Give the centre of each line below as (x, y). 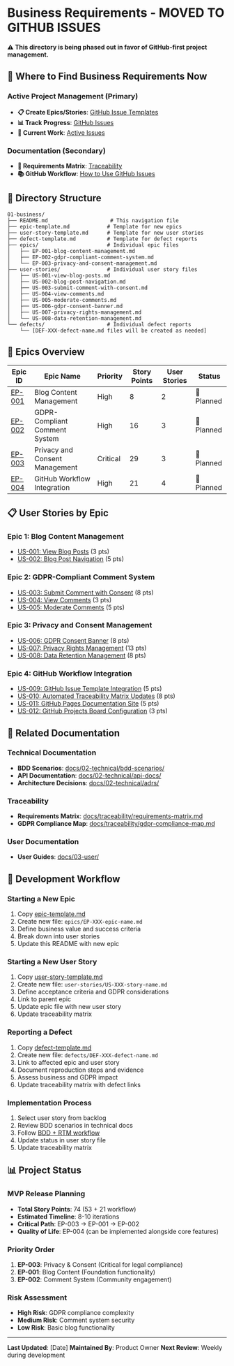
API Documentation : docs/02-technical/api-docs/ (89, 775)
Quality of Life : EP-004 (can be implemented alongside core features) (118, 1231)
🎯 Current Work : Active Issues (61, 132)
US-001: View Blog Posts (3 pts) (63, 552)
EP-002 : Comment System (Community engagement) (94, 1279)
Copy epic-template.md (51, 914)
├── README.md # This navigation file (93, 220)
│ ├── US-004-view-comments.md (56, 294)
